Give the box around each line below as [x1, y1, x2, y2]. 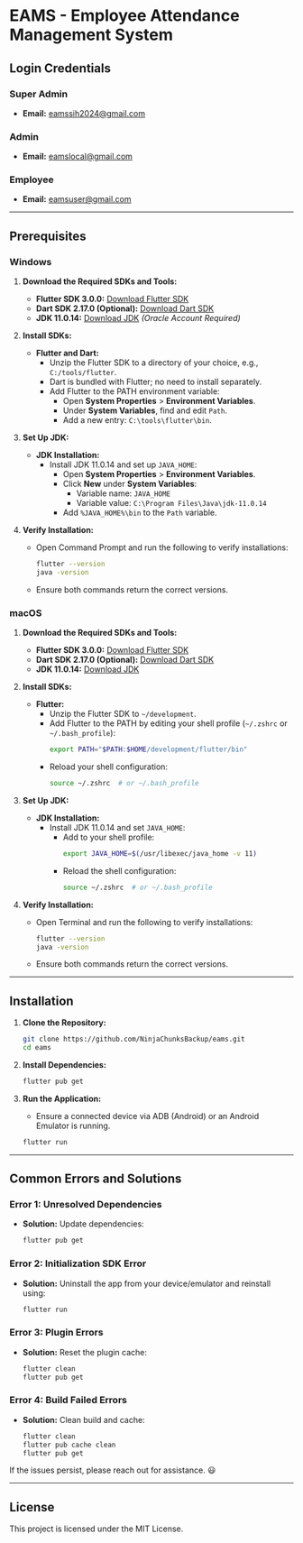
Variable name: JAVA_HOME [76, 488, 171, 499]
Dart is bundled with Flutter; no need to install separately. [49, 376, 262, 388]
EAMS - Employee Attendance [9, 5, 241, 26]
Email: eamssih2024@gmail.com [22, 107, 146, 118]
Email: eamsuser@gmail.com [22, 194, 133, 205]
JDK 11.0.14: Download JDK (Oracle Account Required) [35, 313, 241, 324]
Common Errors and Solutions [9, 1171, 182, 1187]
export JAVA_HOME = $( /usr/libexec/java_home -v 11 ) [62, 849, 257, 858]
